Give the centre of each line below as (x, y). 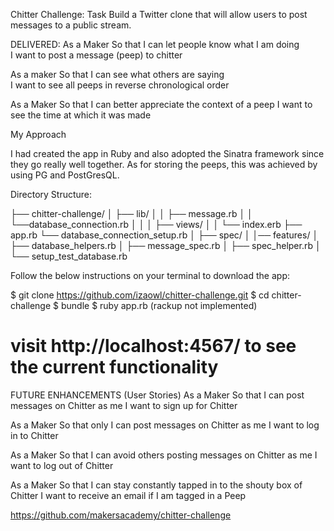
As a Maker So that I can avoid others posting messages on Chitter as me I (164, 455)
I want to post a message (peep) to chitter (96, 55)
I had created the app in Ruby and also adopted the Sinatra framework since (167, 153)
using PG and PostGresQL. (65, 175)
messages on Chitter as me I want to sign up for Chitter (124, 405)
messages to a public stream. (71, 25)
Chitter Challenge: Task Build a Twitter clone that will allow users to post (159, 14)
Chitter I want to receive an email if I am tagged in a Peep (128, 495)
